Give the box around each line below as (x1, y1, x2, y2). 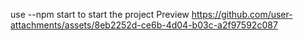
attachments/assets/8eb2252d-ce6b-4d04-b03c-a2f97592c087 (10, 19, 278, 31)
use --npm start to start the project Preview (10, 9, 190, 20)
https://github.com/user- (191, 9, 293, 20)
